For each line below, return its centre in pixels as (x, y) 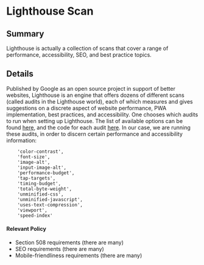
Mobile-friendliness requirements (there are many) (79, 256)
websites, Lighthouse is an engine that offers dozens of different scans (95, 95)
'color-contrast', (40, 151)
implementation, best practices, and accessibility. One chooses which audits (102, 115)
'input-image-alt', (42, 168)
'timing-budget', (39, 183)
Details (20, 74)
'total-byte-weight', (44, 189)
